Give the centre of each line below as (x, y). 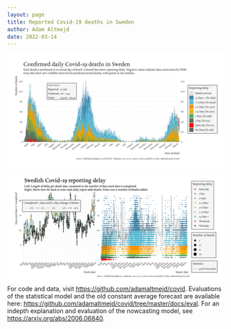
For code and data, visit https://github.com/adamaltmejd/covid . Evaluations (114, 289)
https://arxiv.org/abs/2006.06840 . (56, 318)
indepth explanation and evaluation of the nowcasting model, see (100, 311)
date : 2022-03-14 (32, 37)
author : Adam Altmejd (38, 29)
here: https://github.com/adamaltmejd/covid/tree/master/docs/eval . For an (113, 303)
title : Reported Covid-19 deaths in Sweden (71, 22)
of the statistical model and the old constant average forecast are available (113, 296)
